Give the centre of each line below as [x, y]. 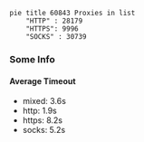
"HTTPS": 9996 [52, 29]
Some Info [33, 59]
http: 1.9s [39, 111]
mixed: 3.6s [44, 101]
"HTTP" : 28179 [54, 21]
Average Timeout [43, 80]
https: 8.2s [43, 120]
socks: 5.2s [44, 130]
